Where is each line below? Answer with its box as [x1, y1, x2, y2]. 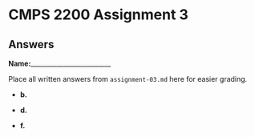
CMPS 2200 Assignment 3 [8, 6, 188, 24]
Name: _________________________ [8, 58, 111, 68]
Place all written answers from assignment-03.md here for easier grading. [8, 75, 248, 83]
